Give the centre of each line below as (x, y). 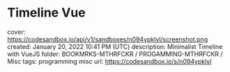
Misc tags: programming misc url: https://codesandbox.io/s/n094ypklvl (109, 61)
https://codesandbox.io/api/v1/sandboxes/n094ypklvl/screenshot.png (107, 39)
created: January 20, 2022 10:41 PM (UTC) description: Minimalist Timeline (115, 46)
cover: (16, 32)
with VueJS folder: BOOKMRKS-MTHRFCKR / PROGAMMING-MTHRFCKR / (115, 54)
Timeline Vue (46, 13)
